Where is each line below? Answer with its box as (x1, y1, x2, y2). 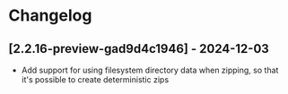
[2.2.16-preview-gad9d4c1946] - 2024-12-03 (8, 41, 270, 56)
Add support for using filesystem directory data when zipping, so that (21, 64, 279, 75)
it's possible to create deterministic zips (21, 74, 170, 85)
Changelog (8, 5, 92, 26)
